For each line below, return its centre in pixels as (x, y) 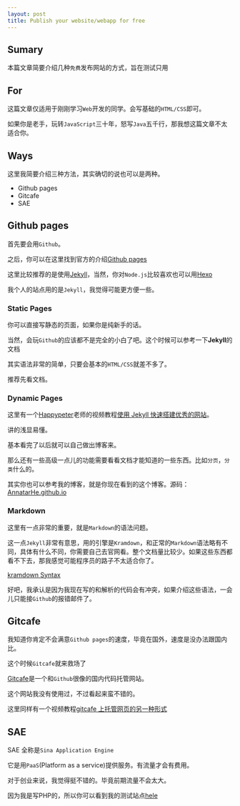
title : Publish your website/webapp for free (76, 21)
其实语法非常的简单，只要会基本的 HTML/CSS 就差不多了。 (89, 364)
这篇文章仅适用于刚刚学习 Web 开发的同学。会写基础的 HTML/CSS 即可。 (106, 109)
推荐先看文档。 (29, 379)
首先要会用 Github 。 (36, 244)
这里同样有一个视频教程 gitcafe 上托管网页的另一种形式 (87, 709)
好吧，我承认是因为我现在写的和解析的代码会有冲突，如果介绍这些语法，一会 (120, 589)
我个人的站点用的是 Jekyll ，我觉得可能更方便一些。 (83, 289)
